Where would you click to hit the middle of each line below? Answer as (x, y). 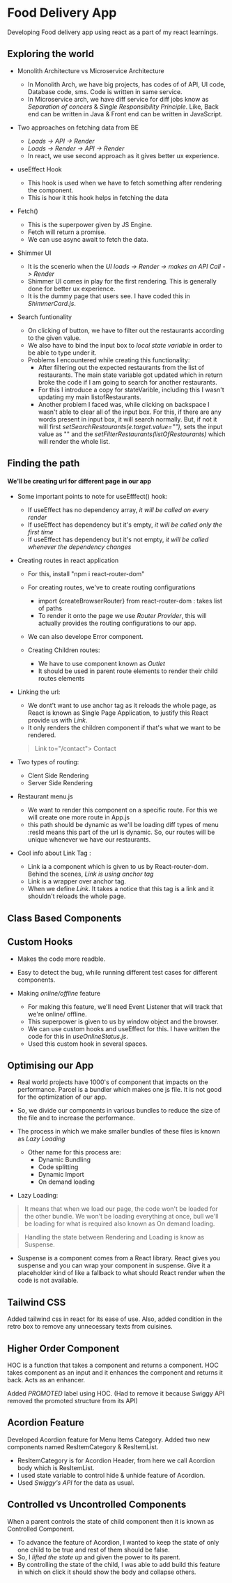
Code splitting (58, 1167)
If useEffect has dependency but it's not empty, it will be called (118, 540)
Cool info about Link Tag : (54, 853)
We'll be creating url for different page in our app (79, 481)
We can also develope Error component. (86, 637)
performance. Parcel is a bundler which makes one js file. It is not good (119, 1090)
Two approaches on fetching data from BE (78, 128)
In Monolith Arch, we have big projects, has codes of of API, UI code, (127, 84)
